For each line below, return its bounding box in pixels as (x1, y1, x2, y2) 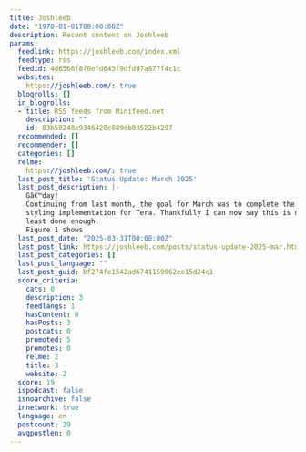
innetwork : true (17, 403, 79, 413)
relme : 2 (25, 352, 59, 361)
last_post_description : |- (17, 183, 120, 192)
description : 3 (25, 293, 84, 302)
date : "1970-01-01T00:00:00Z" (9, 22, 125, 31)
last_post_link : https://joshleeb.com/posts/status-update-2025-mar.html (17, 242, 303, 252)
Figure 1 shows (25, 225, 84, 234)
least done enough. (25, 216, 100, 226)
